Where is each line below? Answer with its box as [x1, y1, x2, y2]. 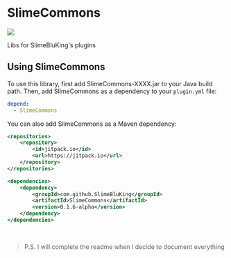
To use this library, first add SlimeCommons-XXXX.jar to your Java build [7, 79, 213, 88]
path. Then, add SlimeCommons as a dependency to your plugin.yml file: [7, 87, 217, 95]
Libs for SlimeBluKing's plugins [7, 40, 96, 49]
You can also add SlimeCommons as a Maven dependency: [7, 120, 177, 128]
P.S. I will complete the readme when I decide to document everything [24, 242, 225, 251]
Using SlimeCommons [7, 61, 105, 73]
